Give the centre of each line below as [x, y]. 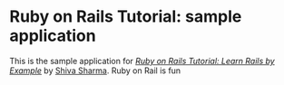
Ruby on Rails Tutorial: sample [126, 17]
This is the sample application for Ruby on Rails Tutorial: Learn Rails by [142, 61]
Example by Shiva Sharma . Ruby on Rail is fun [95, 71]
